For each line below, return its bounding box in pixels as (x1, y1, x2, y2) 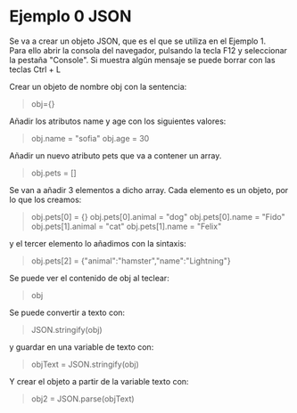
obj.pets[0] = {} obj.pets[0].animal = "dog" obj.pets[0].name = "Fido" (30, 211, 285, 222)
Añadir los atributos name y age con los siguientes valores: (9, 116, 227, 126)
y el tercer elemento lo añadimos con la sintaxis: (9, 238, 186, 248)
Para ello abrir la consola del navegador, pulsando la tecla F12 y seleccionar (9, 45, 288, 55)
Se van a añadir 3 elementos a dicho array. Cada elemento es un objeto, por (9, 184, 289, 195)
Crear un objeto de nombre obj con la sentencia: (9, 81, 187, 92)
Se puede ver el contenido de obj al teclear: (9, 272, 169, 283)
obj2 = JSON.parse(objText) (30, 393, 136, 404)
